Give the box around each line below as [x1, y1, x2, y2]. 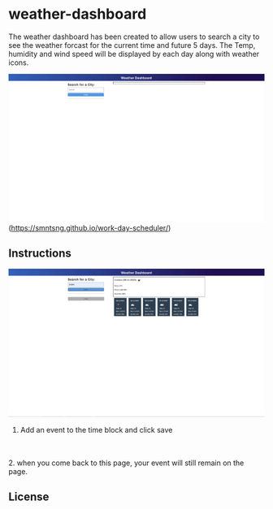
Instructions [8, 247, 71, 261]
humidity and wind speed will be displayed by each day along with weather [8, 49, 260, 58]
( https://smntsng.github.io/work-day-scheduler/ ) [8, 223, 171, 233]
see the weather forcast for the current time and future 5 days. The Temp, [8, 40, 256, 50]
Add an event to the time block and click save [19, 425, 173, 434]
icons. [8, 58, 29, 67]
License [8, 490, 50, 504]
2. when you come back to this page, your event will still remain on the [8, 458, 245, 468]
